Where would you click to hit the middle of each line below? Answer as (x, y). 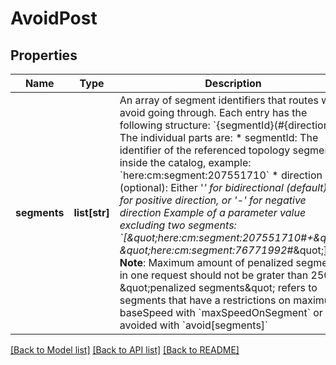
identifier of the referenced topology (205, 150)
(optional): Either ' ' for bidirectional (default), (225, 187)
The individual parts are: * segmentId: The (219, 137)
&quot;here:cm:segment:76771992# (206, 250)
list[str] (91, 212)
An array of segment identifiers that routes (219, 100)
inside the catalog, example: (185, 162)
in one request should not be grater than (214, 275)
